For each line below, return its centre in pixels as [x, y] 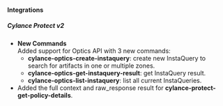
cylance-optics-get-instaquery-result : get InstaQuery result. [117, 73]
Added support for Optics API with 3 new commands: [94, 51]
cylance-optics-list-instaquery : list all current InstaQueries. [115, 80]
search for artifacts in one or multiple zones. [91, 66]
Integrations [25, 10]
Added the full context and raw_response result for [90, 88]
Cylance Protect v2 [36, 26]
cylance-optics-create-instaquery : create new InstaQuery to [117, 58]
